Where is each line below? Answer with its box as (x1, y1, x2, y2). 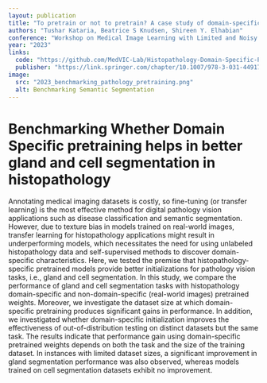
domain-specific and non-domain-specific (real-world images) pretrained (8, 289, 250, 299)
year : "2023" (8, 41, 52, 49)
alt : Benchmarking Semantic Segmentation (15, 85, 155, 94)
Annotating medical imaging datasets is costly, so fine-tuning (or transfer (8, 196, 248, 207)
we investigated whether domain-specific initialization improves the (8, 315, 230, 324)
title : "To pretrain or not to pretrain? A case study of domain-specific (8, 19, 261, 27)
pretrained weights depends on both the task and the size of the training (8, 340, 245, 350)
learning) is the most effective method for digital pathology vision (8, 205, 222, 215)
